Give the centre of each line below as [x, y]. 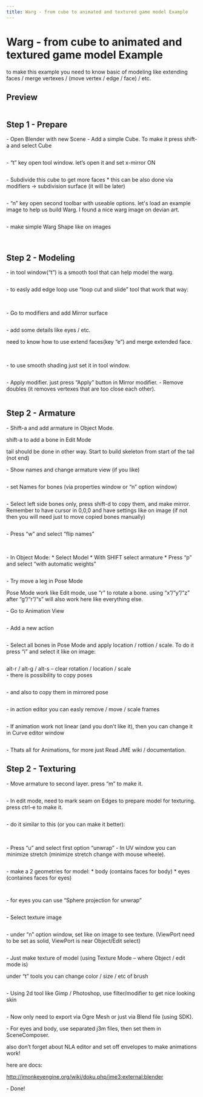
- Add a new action [30, 628]
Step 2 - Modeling [41, 258]
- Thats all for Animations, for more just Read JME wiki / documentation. [96, 750]
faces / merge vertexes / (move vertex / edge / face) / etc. [79, 78]
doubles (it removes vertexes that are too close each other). [81, 389]
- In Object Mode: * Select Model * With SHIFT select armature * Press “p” [99, 557]
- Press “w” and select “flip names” [50, 534]
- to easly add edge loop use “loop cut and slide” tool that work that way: [98, 289]
